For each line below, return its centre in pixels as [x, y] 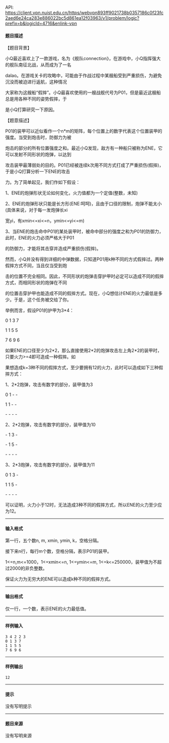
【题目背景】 [18, 48]
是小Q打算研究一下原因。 [31, 110]
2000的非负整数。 [28, 568]
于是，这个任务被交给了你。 [43, 300]
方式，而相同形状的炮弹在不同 [36, 283]
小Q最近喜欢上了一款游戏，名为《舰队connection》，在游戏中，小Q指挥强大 [83, 59]
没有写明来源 [18, 736]
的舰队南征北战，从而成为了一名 [38, 65]
